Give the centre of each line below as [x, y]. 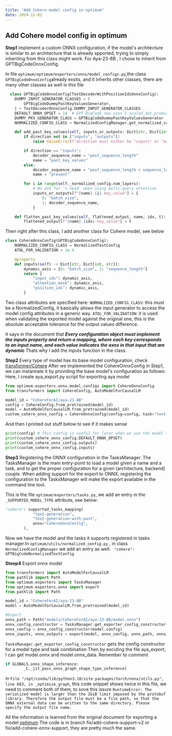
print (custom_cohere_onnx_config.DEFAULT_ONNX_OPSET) [64, 438]
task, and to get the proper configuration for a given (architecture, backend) [85, 468]
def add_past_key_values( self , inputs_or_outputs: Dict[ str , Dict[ [88, 132]
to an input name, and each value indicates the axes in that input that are [85, 345]
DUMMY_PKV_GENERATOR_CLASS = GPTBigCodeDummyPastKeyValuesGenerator [89, 118]
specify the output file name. [39, 708]
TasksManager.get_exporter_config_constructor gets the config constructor [85, 644]
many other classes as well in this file [45, 85]
